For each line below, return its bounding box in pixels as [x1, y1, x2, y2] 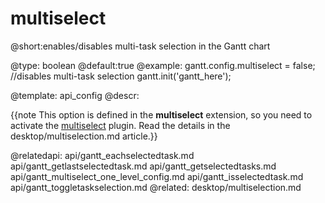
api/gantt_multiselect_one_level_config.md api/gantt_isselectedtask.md [10, 170, 304, 182]
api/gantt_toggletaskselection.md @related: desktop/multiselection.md [10, 181, 302, 193]
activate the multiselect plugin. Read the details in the [10, 119, 231, 131]
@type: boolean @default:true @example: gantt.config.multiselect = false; [10, 59, 316, 71]
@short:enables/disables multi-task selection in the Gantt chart [10, 40, 271, 52]
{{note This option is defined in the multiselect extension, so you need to [10, 108, 313, 121]
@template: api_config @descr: [10, 89, 140, 101]
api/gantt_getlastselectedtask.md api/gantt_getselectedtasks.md [10, 160, 277, 172]
